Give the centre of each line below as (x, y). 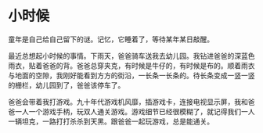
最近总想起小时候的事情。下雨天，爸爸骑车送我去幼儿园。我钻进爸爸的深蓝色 (131, 56)
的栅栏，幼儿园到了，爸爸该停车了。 (67, 85)
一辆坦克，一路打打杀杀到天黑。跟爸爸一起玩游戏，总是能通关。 (111, 121)
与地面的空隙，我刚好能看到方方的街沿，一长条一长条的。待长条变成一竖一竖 (131, 75)
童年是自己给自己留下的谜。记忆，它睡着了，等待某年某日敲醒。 (111, 39)
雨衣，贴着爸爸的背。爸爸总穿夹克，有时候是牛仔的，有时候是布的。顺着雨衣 (131, 65)
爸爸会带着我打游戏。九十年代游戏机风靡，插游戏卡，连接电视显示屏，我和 (128, 102)
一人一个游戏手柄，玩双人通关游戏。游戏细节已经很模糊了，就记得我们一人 (135, 111)
